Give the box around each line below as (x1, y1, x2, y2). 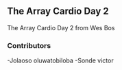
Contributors (7, 40, 51, 50)
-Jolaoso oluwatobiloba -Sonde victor (7, 56, 114, 65)
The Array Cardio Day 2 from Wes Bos (7, 23, 115, 32)
